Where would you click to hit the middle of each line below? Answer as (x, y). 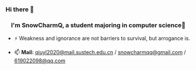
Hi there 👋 (20, 9)
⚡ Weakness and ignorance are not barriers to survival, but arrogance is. (102, 38)
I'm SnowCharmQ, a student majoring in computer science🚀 (98, 25)
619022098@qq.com (40, 61)
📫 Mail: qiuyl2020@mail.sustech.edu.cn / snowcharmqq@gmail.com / (100, 52)
